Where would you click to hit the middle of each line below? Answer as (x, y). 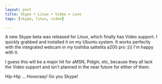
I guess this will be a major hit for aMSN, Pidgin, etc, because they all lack (79, 62)
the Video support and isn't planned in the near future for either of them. (78, 67)
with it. (12, 52)
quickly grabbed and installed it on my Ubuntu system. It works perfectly (78, 42)
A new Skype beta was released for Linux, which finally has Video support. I (81, 37)
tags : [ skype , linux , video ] (35, 19)
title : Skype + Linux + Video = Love (43, 14)
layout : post (18, 10)
